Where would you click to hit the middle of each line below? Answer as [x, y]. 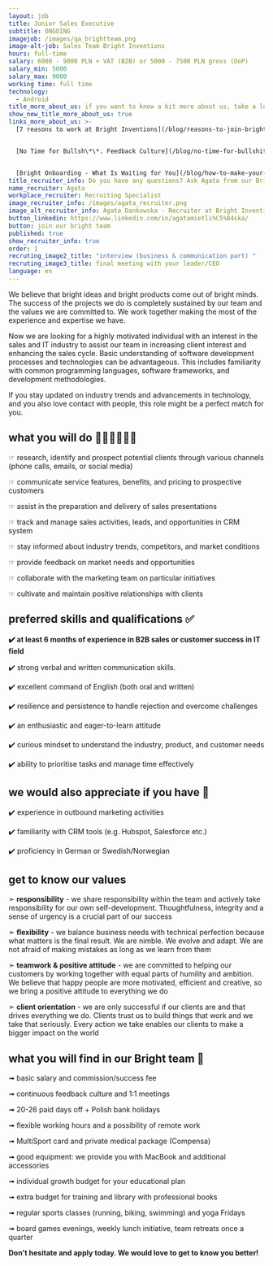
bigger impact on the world [54, 1033]
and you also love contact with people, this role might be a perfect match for [136, 403]
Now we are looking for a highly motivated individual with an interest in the [133, 336]
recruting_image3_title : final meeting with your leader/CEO [114, 264]
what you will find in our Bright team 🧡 [106, 1058]
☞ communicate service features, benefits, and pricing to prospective [125, 481]
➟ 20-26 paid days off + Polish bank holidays [84, 1109]
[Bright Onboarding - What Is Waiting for [89, 173]
